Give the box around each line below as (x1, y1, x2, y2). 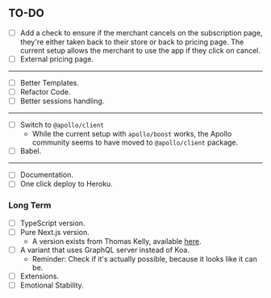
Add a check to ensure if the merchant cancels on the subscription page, (19, 27, 263, 37)
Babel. (19, 146, 42, 156)
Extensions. (19, 271, 59, 281)
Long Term (8, 199, 52, 211)
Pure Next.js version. (19, 227, 90, 237)
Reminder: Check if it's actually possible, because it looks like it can (31, 254, 258, 263)
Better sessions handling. (19, 96, 105, 106)
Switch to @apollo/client (19, 120, 105, 130)
